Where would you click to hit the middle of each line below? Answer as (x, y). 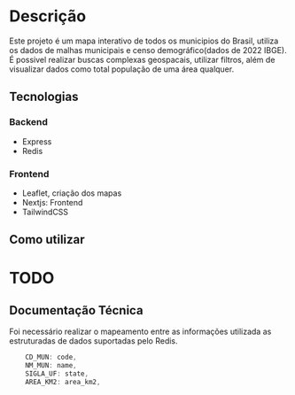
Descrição (48, 16)
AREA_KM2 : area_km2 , (63, 382)
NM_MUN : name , (51, 366)
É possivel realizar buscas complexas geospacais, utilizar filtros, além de (142, 59)
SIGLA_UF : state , (57, 374)
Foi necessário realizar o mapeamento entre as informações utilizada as (140, 332)
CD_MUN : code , (51, 357)
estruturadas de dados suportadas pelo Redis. (94, 341)
